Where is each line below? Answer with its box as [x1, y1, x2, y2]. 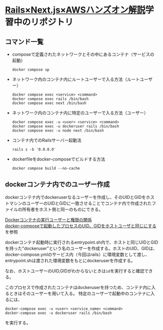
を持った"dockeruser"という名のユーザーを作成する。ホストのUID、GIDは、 [5, 245, 158, 251]
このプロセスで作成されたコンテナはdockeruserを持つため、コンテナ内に [5, 284, 152, 290]
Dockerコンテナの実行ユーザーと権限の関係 [5, 216, 92, 222]
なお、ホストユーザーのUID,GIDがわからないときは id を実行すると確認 [5, 268, 145, 273]
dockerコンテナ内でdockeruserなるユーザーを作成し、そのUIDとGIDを [5, 194, 146, 200]
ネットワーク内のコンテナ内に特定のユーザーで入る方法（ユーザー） [12, 110, 148, 116]
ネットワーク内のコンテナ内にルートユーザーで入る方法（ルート [12, 77, 140, 82]
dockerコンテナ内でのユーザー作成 [5, 180, 110, 189]
